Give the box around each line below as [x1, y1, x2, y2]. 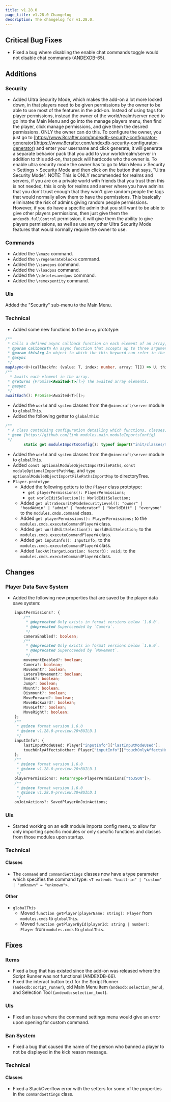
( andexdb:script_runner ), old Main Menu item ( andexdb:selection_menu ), [12, 984, 164, 990]
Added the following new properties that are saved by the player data [12, 595, 158, 601]
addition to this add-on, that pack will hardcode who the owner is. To [12, 156, 157, 162]
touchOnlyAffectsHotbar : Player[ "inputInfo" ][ [23, 747, 124, 752]
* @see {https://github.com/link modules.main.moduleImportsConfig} [7, 432, 156, 437]
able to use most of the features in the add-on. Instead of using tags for [12, 107, 163, 113]
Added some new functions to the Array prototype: [12, 326, 120, 332]
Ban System [5, 1032, 36, 1039]
